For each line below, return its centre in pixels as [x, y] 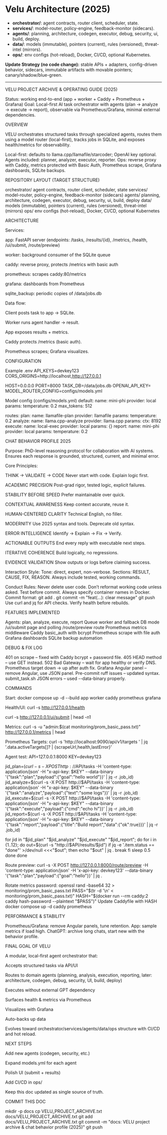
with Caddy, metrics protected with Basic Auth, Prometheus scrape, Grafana [83, 165]
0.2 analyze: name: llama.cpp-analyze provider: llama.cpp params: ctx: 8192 [83, 421]
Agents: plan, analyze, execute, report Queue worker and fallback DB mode [83, 622]
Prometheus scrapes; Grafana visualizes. [47, 351]
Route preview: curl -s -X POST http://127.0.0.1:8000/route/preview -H [77, 865]
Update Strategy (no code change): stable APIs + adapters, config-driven [81, 64]
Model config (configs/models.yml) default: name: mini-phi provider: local [81, 400]
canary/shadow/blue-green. [34, 75]
